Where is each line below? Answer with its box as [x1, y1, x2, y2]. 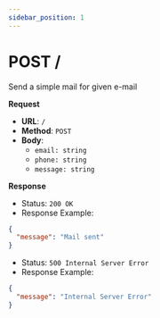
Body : [20, 135, 44, 146]
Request [8, 98, 41, 109]
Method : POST [20, 125, 72, 136]
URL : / [20, 115, 46, 126]
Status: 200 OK [20, 197, 74, 208]
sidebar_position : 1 [8, 13, 85, 22]
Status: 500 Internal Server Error [20, 257, 149, 268]
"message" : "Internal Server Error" [16, 292, 152, 302]
